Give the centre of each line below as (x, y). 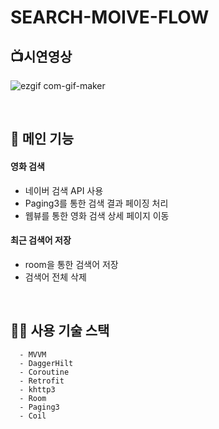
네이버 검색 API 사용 (64, 190)
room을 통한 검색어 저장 (71, 264)
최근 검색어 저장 (41, 240)
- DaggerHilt (46, 363)
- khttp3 (37, 389)
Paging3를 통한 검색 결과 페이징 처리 (96, 203)
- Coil (33, 416)
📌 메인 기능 (42, 139)
